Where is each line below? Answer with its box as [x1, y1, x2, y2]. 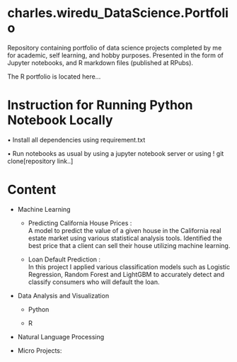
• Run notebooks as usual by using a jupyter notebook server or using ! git [7, 149, 224, 157]
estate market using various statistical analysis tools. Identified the [28, 234, 223, 242]
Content [7, 182, 57, 198]
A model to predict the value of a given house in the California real [28, 226, 221, 234]
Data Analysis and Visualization [17, 291, 110, 300]
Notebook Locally [7, 112, 113, 128]
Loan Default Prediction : [28, 255, 101, 264]
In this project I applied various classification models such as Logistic [28, 262, 231, 271]
